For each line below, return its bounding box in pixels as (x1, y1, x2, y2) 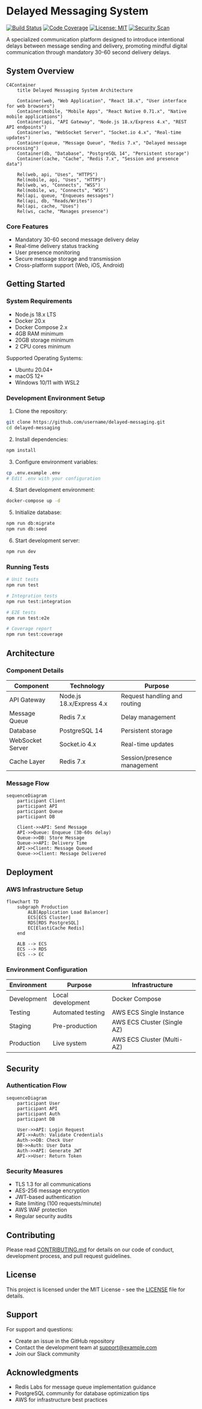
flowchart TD (6, 899, 39, 905)
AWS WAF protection (14, 1206, 67, 1213)
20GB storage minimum (14, 336, 74, 344)
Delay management (121, 713, 176, 721)
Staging (9, 1022, 31, 1030)
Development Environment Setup (6, 394, 105, 402)
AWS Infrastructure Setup (6, 885, 84, 893)
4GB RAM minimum (14, 330, 64, 337)
